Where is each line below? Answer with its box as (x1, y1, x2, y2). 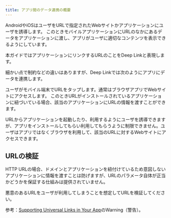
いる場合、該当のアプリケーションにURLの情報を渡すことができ (32, 99, 166, 105)
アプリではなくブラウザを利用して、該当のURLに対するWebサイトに (18, 129, 162, 135)
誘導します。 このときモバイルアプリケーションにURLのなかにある (18, 29, 158, 35)
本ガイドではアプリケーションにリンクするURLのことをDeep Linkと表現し (5, 52, 161, 58)
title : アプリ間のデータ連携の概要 (5, 7, 71, 13)
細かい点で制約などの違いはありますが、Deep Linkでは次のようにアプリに (5, 69, 161, 75)
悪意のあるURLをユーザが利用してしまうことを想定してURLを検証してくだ (5, 189, 161, 196)
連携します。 (18, 75, 45, 81)
